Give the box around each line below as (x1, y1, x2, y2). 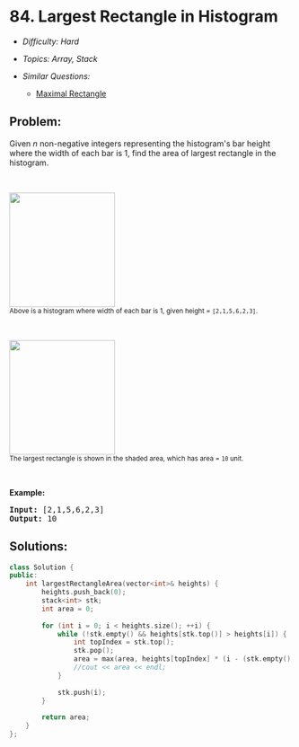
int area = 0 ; (41, 604, 94, 613)
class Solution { (9, 563, 75, 572)
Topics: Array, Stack (22, 53, 99, 64)
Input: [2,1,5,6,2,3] (9, 505, 105, 514)
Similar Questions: (22, 70, 91, 82)
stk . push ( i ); (57, 688, 106, 697)
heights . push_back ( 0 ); (41, 588, 127, 597)
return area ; (41, 713, 91, 722)
